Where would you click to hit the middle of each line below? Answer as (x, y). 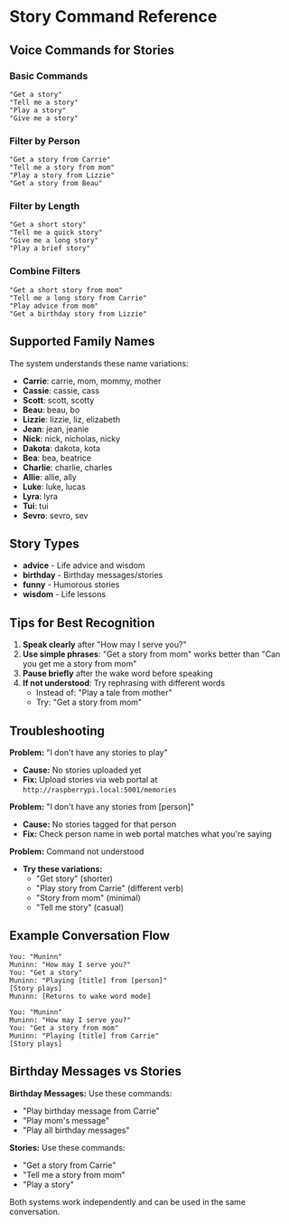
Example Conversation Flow (89, 936)
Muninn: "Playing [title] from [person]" (89, 980)
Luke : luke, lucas (54, 487)
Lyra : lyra (40, 496)
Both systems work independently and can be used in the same (128, 1201)
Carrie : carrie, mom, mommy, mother (92, 381)
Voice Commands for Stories (92, 50)
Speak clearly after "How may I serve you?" (104, 645)
